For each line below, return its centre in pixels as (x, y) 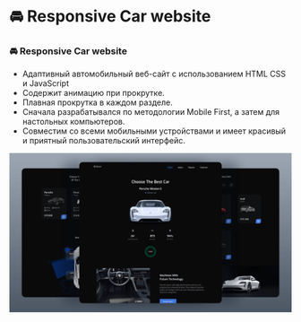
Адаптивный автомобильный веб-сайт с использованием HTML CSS (154, 74)
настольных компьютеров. (73, 122)
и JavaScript (46, 83)
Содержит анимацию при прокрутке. (94, 93)
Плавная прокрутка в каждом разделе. (97, 102)
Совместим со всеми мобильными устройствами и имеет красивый (154, 131)
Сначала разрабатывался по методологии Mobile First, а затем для (151, 112)
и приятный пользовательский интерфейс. (103, 141)
